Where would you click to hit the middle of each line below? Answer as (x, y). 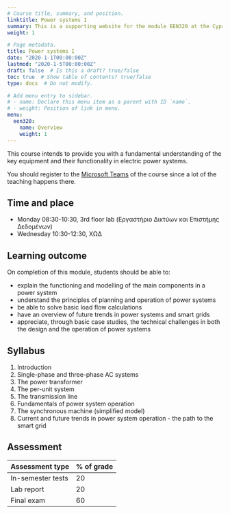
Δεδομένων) (35, 226)
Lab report (27, 489)
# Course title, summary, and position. (66, 13)
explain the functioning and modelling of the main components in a (111, 285)
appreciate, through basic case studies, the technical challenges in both (118, 322)
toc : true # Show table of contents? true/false (79, 77)
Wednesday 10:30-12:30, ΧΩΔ (60, 234)
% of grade (94, 466)
